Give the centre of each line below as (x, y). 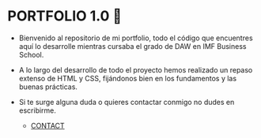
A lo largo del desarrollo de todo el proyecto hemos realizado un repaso (136, 69)
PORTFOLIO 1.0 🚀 (65, 16)
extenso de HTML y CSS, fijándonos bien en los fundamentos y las (128, 78)
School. (31, 54)
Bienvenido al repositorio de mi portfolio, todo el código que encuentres (136, 38)
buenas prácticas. (48, 87)
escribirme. (38, 110)
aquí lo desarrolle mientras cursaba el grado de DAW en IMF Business (132, 46)
